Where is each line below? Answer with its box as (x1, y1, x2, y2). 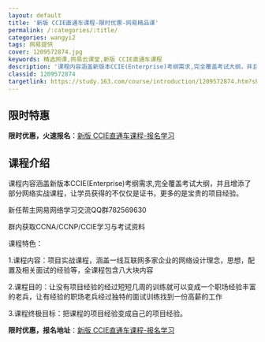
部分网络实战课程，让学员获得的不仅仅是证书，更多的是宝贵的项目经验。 (8, 188, 243, 198)
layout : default (8, 11, 62, 20)
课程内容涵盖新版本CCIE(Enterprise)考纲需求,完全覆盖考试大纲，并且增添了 (8, 179, 252, 188)
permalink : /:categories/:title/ (8, 26, 118, 34)
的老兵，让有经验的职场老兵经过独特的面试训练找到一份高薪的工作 (8, 292, 222, 302)
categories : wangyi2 (8, 33, 77, 42)
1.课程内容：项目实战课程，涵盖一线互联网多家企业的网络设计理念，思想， (8, 255, 248, 265)
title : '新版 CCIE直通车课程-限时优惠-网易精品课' (8, 19, 159, 27)
